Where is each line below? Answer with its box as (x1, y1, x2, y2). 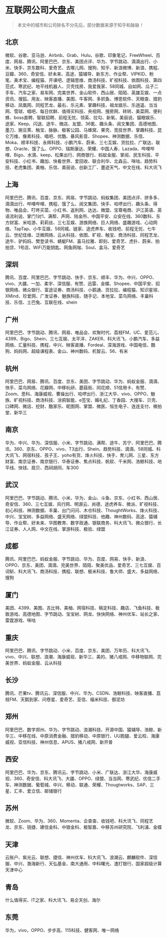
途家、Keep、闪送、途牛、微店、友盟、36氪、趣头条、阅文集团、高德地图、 (5, 121, 161, 127)
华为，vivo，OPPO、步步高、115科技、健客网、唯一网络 (5, 927, 119, 933)
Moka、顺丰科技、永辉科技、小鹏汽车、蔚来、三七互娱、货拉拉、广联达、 (5, 139, 156, 145)
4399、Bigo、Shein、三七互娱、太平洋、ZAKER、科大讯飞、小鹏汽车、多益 (5, 336, 160, 342)
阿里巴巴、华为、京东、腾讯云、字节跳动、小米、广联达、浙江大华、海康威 (5, 769, 158, 775)
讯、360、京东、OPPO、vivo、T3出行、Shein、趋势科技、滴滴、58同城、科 (5, 446, 161, 452)
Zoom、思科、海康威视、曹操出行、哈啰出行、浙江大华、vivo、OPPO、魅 (5, 391, 156, 397)
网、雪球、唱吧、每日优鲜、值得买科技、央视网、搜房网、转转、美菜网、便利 (5, 108, 162, 114)
